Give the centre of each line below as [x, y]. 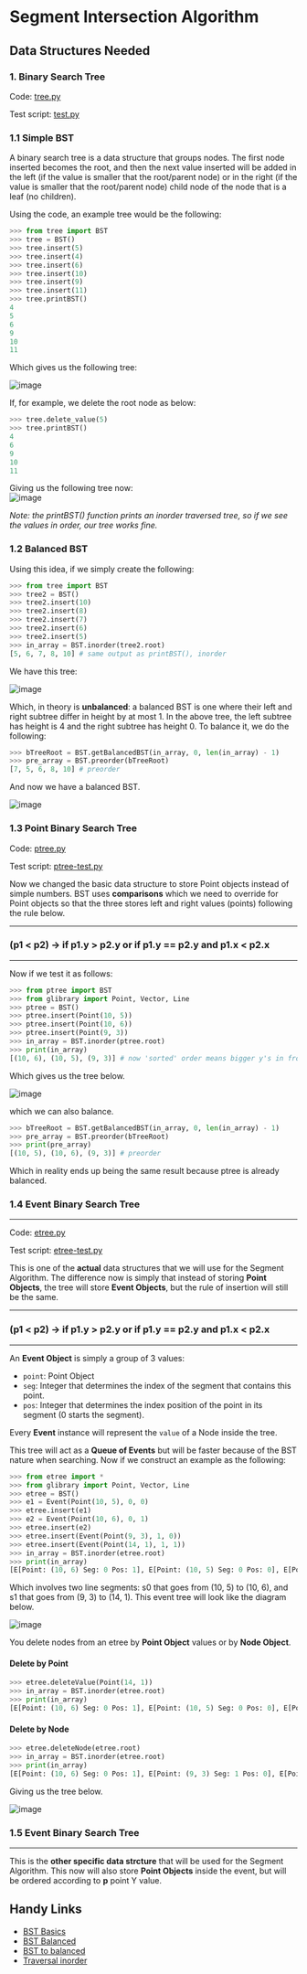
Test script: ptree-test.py [56, 866]
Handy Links [46, 1910]
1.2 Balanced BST [49, 549]
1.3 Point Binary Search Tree [73, 828]
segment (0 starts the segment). [83, 1414]
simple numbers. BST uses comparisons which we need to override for [144, 893]
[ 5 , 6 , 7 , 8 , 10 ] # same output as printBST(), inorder [118, 654]
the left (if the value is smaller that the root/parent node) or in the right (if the [153, 177]
